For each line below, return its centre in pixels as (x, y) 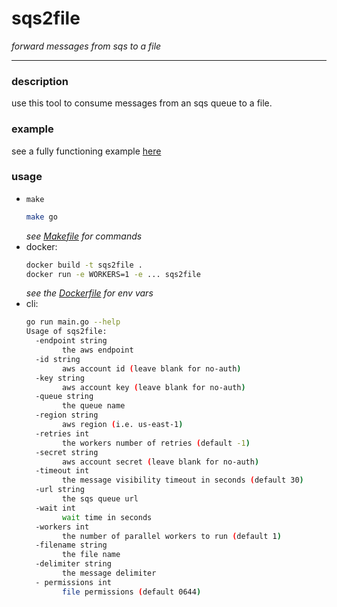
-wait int (55, 508)
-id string (58, 359)
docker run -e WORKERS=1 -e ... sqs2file (113, 274)
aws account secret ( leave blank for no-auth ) (161, 462)
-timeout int (62, 471)
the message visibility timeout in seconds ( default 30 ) (183, 480)
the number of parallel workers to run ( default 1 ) (172, 536)
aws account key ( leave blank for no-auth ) (154, 387)
